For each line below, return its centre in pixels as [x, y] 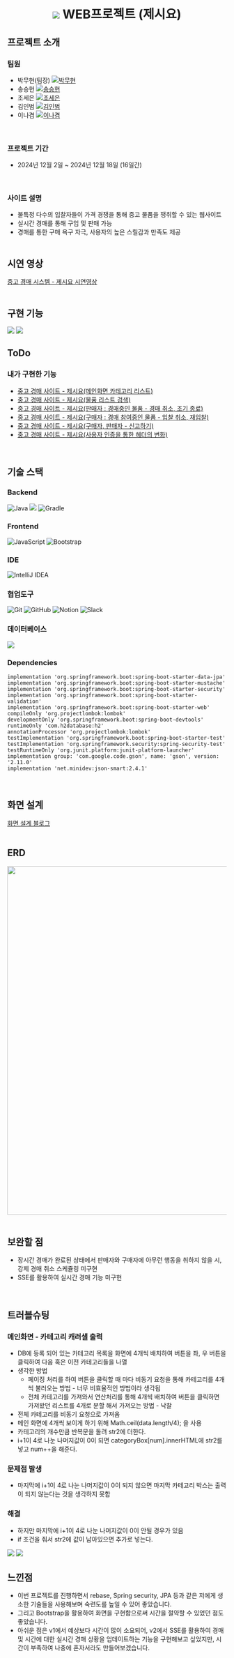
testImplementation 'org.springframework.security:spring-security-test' [117, 744]
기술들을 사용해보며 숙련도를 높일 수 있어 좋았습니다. [101, 1604]
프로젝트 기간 [28, 149]
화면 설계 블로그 [29, 823]
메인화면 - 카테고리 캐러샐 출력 [55, 1337]
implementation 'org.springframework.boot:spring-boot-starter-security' [117, 689]
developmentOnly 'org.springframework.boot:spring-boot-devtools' [106, 720]
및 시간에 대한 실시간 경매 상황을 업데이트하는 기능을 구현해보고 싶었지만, [116, 1639]
